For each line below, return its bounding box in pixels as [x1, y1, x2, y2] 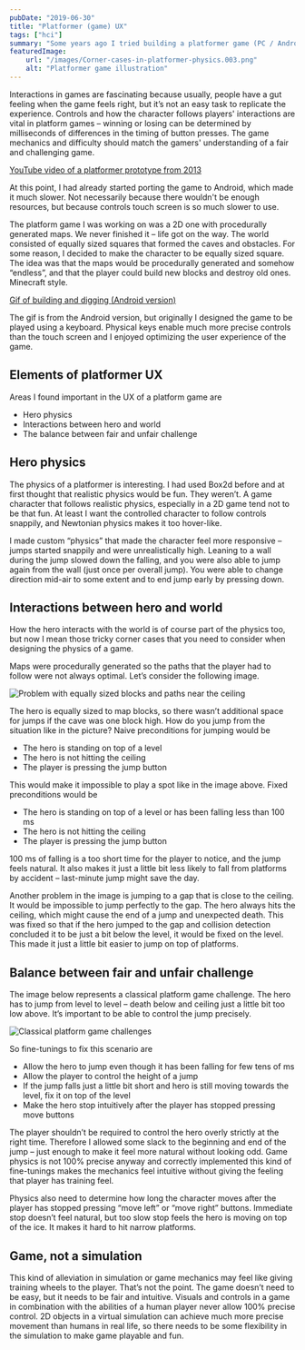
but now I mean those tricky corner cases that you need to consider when [9, 633, 286, 645]
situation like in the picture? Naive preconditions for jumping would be [9, 725, 271, 736]
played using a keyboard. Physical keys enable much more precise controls [9, 322, 291, 333]
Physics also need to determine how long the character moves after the [9, 1193, 277, 1204]
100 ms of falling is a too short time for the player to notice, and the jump [9, 853, 281, 864]
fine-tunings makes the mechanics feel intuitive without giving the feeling [9, 1166, 284, 1176]
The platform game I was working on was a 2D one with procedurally [9, 219, 268, 230]
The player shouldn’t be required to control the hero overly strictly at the [9, 1127, 280, 1138]
